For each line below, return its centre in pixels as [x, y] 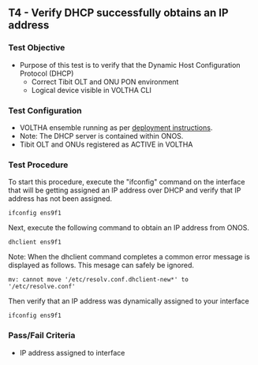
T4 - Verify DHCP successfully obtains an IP [118, 13]
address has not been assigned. [60, 199]
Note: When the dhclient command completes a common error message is [129, 257]
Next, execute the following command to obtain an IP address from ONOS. [129, 228]
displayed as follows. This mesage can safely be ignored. [101, 265]
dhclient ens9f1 [35, 242]
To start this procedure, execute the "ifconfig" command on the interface [127, 182]
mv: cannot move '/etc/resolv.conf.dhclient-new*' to [99, 280]
